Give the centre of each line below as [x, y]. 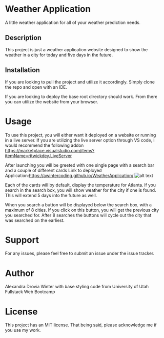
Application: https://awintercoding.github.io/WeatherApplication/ [69, 175]
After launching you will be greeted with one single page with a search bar [80, 165]
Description [23, 38]
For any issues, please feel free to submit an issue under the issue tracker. [80, 253]
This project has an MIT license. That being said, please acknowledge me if [81, 325]
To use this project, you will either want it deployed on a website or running [81, 135]
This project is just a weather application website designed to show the [76, 49]
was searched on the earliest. [35, 220]
